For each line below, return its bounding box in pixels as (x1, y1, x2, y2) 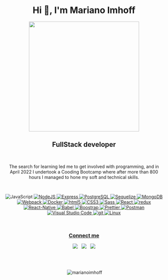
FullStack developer (52, 140, 116, 149)
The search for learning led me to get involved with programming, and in (9, 163, 159, 169)
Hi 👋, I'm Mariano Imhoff (32, 5, 136, 16)
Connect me (68, 232, 100, 239)
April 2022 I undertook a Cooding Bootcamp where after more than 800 (10, 168, 158, 175)
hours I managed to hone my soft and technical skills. (29, 174, 139, 180)
